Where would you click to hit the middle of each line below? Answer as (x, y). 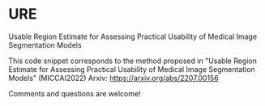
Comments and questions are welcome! (75, 93)
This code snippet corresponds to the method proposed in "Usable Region (132, 61)
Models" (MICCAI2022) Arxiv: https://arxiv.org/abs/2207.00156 (113, 78)
